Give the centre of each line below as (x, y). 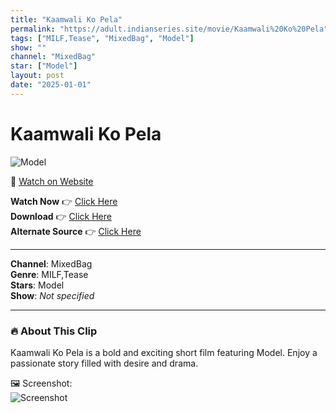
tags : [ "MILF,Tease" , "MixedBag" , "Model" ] (102, 38)
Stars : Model (37, 285)
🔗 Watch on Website (52, 181)
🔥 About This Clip (54, 331)
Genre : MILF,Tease (49, 274)
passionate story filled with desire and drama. (104, 363)
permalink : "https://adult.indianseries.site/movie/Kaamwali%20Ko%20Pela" (169, 29)
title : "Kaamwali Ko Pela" (66, 19)
